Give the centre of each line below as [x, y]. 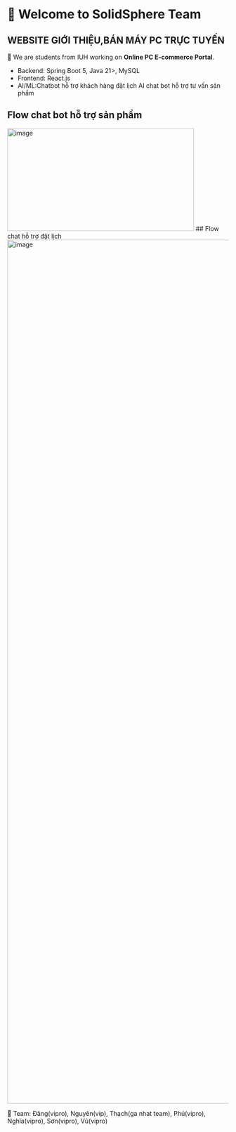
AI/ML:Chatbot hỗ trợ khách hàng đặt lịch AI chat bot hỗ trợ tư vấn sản [119, 86]
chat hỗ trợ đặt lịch [34, 236]
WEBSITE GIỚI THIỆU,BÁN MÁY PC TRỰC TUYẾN [116, 40]
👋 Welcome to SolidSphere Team [104, 14]
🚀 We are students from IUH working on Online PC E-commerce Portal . [111, 57]
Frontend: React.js [44, 78]
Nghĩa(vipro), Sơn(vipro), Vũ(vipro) [58, 1121]
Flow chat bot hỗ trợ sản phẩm [75, 115]
